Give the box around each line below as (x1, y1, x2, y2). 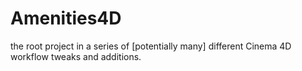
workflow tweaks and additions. (10, 50, 142, 62)
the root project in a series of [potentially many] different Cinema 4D (10, 40, 292, 52)
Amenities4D (10, 7, 122, 30)
